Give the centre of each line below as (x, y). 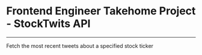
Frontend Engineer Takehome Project (101, 11)
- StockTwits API (48, 24)
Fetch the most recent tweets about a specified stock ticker (80, 45)
